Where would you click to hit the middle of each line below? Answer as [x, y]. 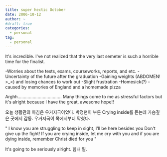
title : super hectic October [35, 10]
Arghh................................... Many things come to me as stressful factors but [84, 96]
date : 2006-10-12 [23, 14]
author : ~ [15, 19]
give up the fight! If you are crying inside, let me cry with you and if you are [82, 133]
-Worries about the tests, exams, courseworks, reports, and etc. [71, 71]
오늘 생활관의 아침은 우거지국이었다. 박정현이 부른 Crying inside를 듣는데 [76, 112]
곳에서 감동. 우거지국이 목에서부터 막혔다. [50, 118]
